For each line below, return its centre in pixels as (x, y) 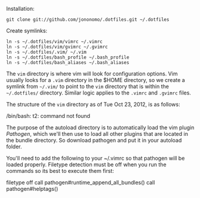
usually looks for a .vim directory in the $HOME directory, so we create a (96, 80)
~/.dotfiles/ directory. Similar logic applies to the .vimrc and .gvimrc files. (99, 93)
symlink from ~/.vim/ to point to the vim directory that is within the (87, 86)
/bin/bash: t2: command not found (48, 116)
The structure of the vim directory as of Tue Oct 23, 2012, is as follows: (93, 104)
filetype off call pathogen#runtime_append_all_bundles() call (81, 182)
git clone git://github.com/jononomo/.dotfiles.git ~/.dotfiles (88, 20)
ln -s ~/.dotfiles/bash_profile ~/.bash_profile (68, 57)
